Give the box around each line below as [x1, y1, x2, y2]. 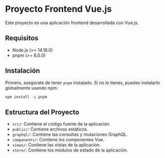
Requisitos [5, 34, 38, 42]
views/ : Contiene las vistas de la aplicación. [12, 142, 101, 148]
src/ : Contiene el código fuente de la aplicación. [12, 121, 111, 127]
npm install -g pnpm [5, 95, 48, 99]
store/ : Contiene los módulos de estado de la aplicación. [12, 147, 128, 153]
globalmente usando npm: [5, 85, 58, 91]
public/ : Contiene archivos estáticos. [12, 126, 89, 132]
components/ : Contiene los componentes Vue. [12, 137, 104, 143]
